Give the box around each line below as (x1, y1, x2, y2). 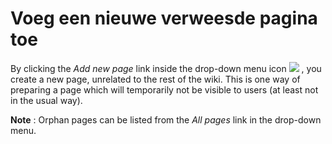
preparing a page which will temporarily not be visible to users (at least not (10, 83, 319, 96)
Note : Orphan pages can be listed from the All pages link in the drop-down (10, 113, 322, 126)
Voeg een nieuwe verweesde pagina (10, 7, 318, 30)
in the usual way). (10, 94, 83, 106)
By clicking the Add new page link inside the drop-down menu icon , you (10, 62, 322, 74)
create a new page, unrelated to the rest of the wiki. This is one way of (10, 73, 301, 85)
